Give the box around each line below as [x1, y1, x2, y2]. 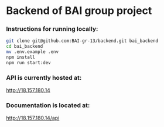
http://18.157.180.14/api [6, 115, 60, 122]
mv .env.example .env [6, 49, 59, 55]
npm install [6, 54, 35, 61]
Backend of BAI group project [6, 4, 152, 17]
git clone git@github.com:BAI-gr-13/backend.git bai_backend [6, 38, 159, 44]
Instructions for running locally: [6, 25, 98, 33]
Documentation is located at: [6, 101, 90, 110]
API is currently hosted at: [6, 73, 82, 82]
